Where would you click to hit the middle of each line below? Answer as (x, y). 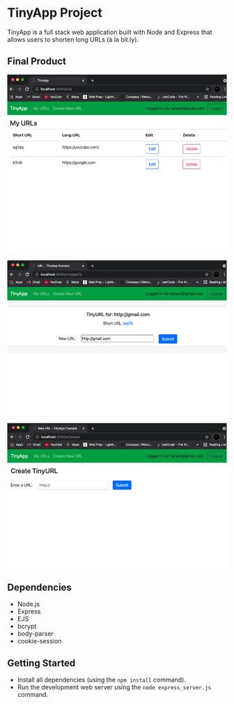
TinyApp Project (55, 13)
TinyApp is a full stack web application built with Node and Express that (110, 32)
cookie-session (39, 641)
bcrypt (27, 626)
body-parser (35, 634)
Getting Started (41, 663)
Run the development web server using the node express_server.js (114, 687)
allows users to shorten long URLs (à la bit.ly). (73, 39)
